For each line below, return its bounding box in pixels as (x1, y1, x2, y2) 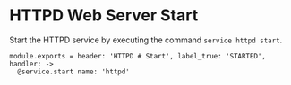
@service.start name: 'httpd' (17, 67, 130, 76)
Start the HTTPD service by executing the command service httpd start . (9, 35, 283, 45)
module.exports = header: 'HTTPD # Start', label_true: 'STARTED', (9, 51, 267, 60)
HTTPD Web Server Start (9, 5, 199, 26)
